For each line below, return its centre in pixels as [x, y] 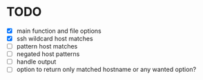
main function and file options [59, 31]
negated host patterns [48, 54]
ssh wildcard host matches [55, 39]
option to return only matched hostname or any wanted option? [106, 70]
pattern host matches [47, 46]
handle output [36, 62]
